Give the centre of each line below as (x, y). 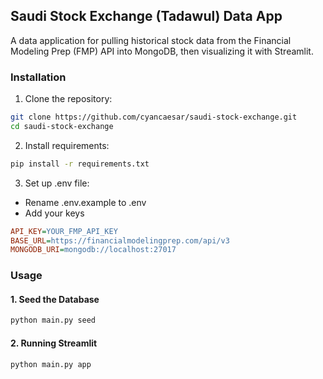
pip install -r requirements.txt (80, 164)
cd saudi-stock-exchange (62, 126)
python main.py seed (53, 320)
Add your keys (54, 213)
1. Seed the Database (55, 299)
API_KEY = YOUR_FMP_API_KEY (64, 231)
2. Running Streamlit (54, 343)
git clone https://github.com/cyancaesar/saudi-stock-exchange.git (154, 117)
